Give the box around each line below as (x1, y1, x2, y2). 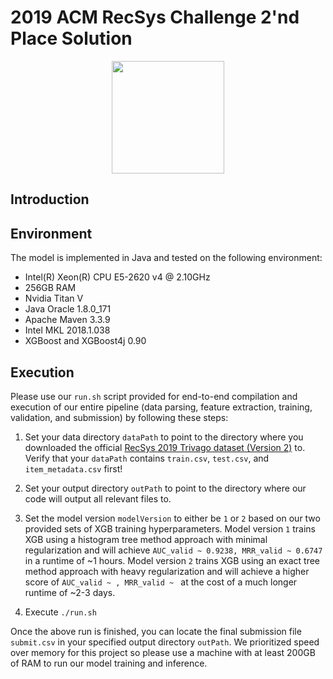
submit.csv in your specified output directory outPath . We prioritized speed (10, 636, 320, 648)
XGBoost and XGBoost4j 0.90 (24, 335, 147, 347)
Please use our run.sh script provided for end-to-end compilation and (10, 390, 298, 402)
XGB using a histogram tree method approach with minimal (24, 533, 268, 545)
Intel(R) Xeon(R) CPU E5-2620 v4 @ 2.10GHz (24, 271, 211, 283)
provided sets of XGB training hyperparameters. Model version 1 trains (24, 522, 316, 535)
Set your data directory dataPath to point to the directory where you (24, 431, 304, 443)
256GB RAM (24, 282, 77, 294)
